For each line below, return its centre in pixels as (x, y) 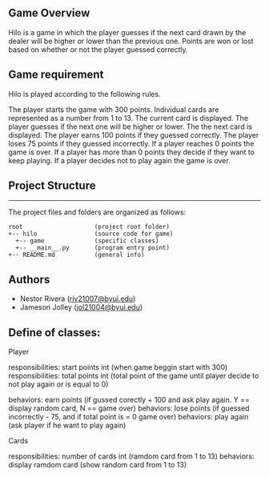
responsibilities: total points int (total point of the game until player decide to (134, 376)
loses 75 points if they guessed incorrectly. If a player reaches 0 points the (131, 143)
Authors (29, 279)
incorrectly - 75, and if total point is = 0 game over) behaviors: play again (128, 417)
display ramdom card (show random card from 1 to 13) (97, 465)
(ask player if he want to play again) (67, 425)
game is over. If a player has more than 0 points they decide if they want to (131, 152)
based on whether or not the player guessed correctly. (98, 49)
